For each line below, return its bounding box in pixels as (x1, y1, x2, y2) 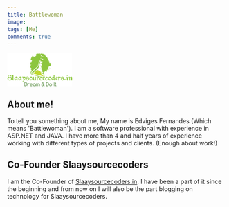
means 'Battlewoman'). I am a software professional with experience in (7, 125, 210, 133)
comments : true (7, 33, 51, 40)
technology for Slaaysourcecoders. (7, 192, 107, 200)
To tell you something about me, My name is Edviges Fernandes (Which (7, 117, 212, 125)
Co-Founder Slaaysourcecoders (7, 159, 149, 171)
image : (7, 18, 26, 26)
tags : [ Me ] (7, 26, 39, 33)
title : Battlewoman (7, 11, 64, 18)
